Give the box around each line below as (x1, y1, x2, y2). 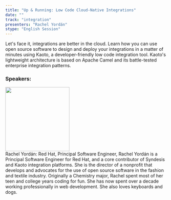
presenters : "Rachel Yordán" (5, 22, 68, 27)
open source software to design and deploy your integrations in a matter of (5, 46, 164, 52)
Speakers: (5, 75, 32, 83)
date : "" (5, 12, 24, 17)
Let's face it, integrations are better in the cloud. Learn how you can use (5, 41, 158, 47)
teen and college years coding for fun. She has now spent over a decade (5, 178, 159, 185)
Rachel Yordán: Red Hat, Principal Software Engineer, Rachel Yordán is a (5, 151, 158, 157)
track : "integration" (5, 17, 52, 22)
